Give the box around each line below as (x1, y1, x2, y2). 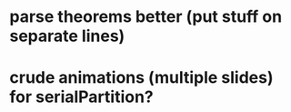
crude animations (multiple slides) (9, 67, 274, 88)
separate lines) (9, 25, 125, 46)
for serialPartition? (9, 87, 155, 107)
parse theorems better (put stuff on (9, 6, 283, 27)
